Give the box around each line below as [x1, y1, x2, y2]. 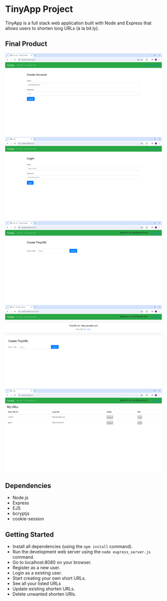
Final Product [5, 40, 47, 48]
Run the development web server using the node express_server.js [12, 549, 151, 555]
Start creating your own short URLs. [12, 575, 86, 581]
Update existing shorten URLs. [12, 586, 75, 592]
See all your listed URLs [12, 581, 61, 587]
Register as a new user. [12, 565, 61, 571]
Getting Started [5, 530, 54, 539]
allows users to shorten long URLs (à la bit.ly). [5, 25, 99, 31]
